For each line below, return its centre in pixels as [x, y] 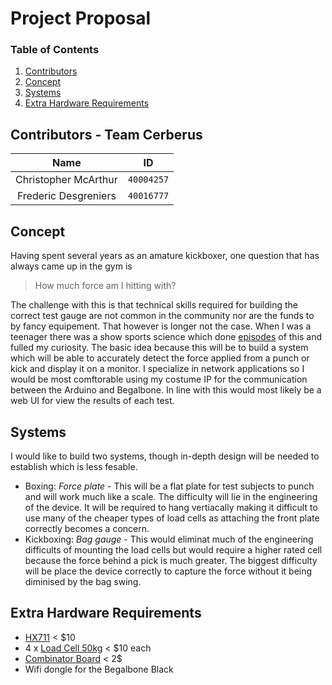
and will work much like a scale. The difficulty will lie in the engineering [171, 496]
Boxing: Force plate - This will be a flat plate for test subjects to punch [169, 486]
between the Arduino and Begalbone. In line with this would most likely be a [166, 390]
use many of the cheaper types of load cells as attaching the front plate [172, 518]
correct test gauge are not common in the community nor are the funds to [162, 316]
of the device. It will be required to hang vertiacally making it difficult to [171, 507]
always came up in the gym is [71, 266]
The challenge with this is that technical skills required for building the [154, 305]
